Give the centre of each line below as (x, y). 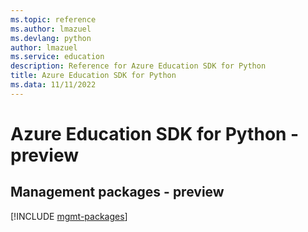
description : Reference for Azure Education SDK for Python (138, 66)
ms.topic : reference (53, 19)
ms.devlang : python (51, 38)
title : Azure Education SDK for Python (93, 76)
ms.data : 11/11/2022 (53, 85)
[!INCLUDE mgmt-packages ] (69, 216)
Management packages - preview (117, 192)
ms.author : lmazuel (51, 29)
